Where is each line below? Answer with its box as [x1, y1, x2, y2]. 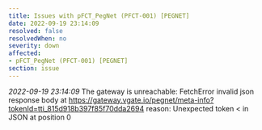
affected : [8, 49, 42, 57]
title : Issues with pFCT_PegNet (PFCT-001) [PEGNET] [8, 11, 190, 20]
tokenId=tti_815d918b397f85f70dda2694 [8, 103, 145, 113]
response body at [8, 94, 67, 105]
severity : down [8, 42, 60, 50]
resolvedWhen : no [8, 34, 67, 43]
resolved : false [8, 27, 63, 35]
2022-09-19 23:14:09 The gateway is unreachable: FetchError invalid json [8, 86, 255, 96]
